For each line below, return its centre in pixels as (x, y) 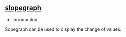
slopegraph (23, 8)
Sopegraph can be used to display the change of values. (63, 29)
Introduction (25, 19)
